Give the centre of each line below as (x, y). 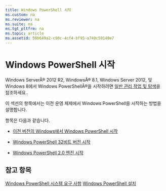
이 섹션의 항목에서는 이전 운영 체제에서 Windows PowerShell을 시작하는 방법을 (83, 103)
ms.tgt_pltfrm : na (25, 29)
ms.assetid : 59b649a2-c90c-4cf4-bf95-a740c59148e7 (60, 39)
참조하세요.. (17, 92)
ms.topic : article (25, 33)
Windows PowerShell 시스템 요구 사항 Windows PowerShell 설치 (71, 183)
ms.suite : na (19, 24)
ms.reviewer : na (22, 19)
